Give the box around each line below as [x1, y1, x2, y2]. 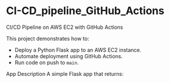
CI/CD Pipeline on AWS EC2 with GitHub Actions [6, 24, 124, 31]
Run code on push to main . [14, 59, 79, 66]
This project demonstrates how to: [6, 35, 89, 42]
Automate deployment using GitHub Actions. [14, 52, 123, 59]
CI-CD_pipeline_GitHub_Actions [6, 4, 165, 18]
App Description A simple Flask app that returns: [6, 70, 124, 77]
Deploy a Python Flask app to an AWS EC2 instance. [14, 46, 142, 54]
